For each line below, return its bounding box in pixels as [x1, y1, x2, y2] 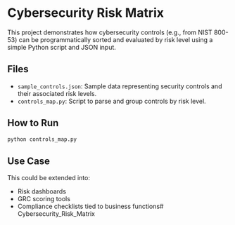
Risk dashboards [17, 187, 67, 196]
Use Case [7, 155, 51, 167]
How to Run [7, 117, 59, 129]
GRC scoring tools [17, 195, 70, 203]
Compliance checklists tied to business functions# [17, 202, 164, 211]
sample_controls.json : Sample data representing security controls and [17, 82, 222, 90]
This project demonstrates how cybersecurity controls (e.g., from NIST [7, 28, 212, 36]
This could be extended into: [7, 174, 90, 182]
